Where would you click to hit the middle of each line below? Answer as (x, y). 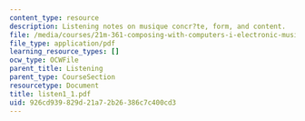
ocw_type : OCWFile (44, 60)
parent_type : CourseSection (63, 77)
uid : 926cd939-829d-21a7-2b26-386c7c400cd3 (93, 102)
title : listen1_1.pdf (50, 94)
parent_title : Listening (56, 69)
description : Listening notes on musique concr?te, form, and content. (148, 26)
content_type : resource (54, 18)
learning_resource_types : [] (64, 52)
